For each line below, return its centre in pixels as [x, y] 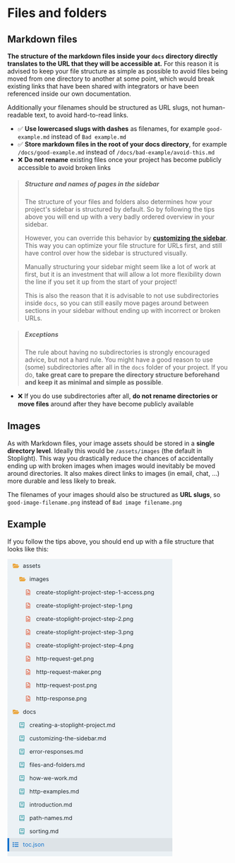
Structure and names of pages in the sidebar [92, 184]
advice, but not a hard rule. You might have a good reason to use [119, 360]
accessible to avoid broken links [64, 167]
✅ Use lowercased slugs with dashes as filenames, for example [111, 128]
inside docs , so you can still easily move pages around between [117, 303]
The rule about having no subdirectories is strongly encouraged [117, 352]
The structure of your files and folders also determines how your [119, 201]
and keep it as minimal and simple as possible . [94, 382]
